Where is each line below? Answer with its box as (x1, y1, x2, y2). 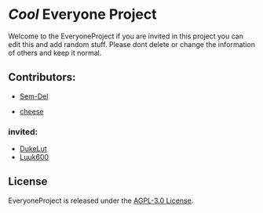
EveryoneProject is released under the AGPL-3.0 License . (8, 196, 194, 205)
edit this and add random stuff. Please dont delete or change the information (8, 39, 255, 49)
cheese (19, 106, 44, 116)
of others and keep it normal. (8, 48, 102, 57)
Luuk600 (19, 153, 49, 162)
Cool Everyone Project (8, 5, 157, 23)
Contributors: (8, 70, 76, 84)
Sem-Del (19, 92, 49, 101)
